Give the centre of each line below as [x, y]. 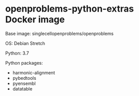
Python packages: [24, 63]
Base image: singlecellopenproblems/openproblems [59, 33]
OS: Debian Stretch [25, 43]
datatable [22, 88]
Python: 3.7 [17, 53]
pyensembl [24, 83]
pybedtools [24, 78]
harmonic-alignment [34, 73]
